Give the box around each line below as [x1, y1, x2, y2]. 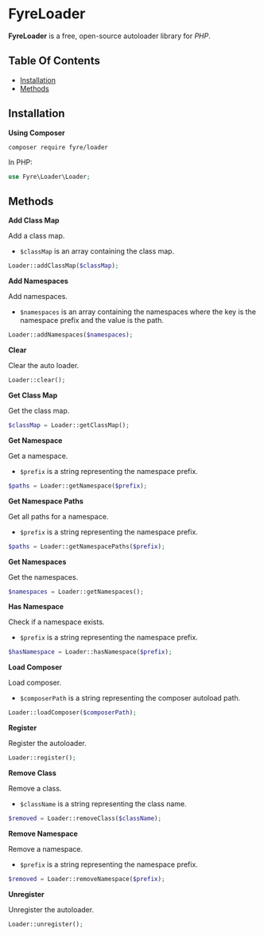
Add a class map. [8, 231, 65, 241]
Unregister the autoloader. [8, 904, 94, 915]
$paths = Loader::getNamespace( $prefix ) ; [8, 482, 148, 490]
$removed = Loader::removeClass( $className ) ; [8, 814, 161, 822]
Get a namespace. [8, 451, 68, 460]
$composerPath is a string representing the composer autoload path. [19, 693, 241, 703]
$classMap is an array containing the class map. [19, 247, 175, 256]
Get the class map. [8, 406, 70, 415]
